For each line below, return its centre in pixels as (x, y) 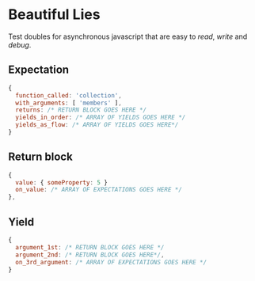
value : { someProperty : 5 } (62, 182)
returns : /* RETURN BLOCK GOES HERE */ (81, 110)
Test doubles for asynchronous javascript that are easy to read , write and (128, 36)
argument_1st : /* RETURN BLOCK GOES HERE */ (90, 247)
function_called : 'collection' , (69, 95)
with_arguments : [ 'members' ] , (69, 103)
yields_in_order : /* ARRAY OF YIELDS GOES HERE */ (101, 118)
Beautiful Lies (54, 15)
